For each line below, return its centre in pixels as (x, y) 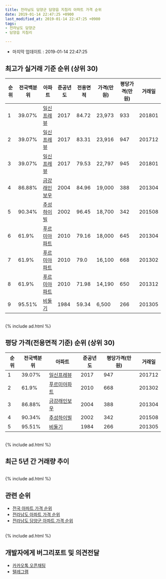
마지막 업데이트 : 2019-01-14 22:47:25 (50, 52)
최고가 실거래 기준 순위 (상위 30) (52, 69)
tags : (11, 23)
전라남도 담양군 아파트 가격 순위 (42, 521)
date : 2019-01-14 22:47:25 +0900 (40, 14)
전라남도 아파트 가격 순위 (36, 515)
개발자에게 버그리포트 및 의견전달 (52, 553)
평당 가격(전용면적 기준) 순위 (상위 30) (60, 343)
